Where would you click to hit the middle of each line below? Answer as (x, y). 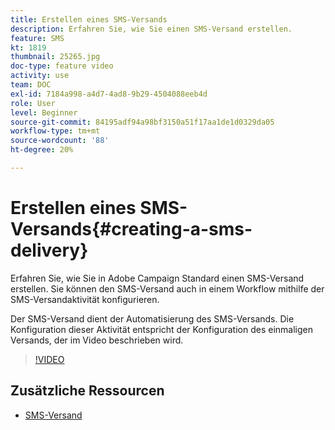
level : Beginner (44, 112)
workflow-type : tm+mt (55, 131)
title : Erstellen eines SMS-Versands (89, 19)
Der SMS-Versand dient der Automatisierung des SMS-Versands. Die (152, 318)
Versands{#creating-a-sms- (131, 229)
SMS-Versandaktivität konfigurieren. (85, 299)
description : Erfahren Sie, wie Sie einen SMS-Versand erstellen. (151, 29)
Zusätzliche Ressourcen (87, 391)
